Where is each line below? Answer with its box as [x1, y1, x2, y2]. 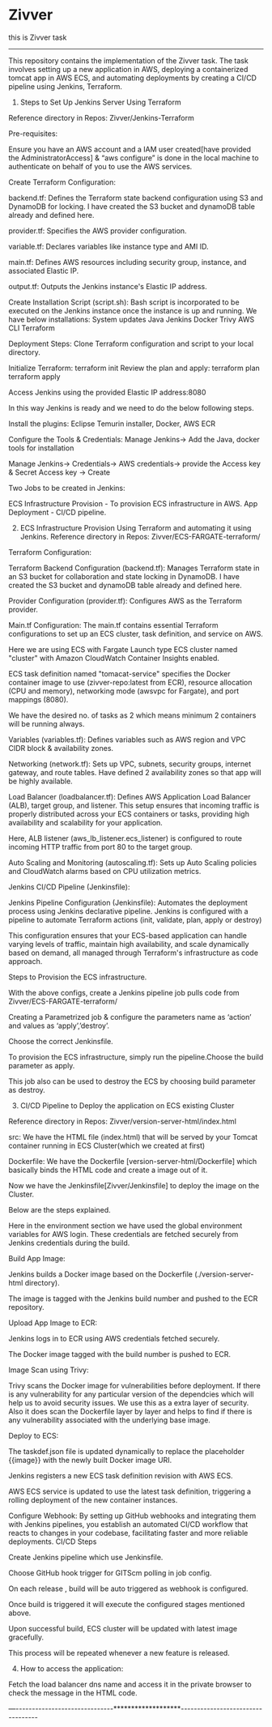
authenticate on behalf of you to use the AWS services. [8, 161, 193, 171]
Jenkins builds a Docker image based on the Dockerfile [8, 1269, 193, 1279]
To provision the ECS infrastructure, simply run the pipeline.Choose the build [8, 1051, 264, 1062]
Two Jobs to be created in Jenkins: [8, 483, 125, 493]
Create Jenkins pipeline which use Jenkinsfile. [8, 1552, 164, 1562]
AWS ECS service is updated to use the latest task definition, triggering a [8, 1486, 252, 1496]
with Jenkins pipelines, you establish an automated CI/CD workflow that [8, 1519, 249, 1529]
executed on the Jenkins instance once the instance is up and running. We [8, 305, 257, 315]
